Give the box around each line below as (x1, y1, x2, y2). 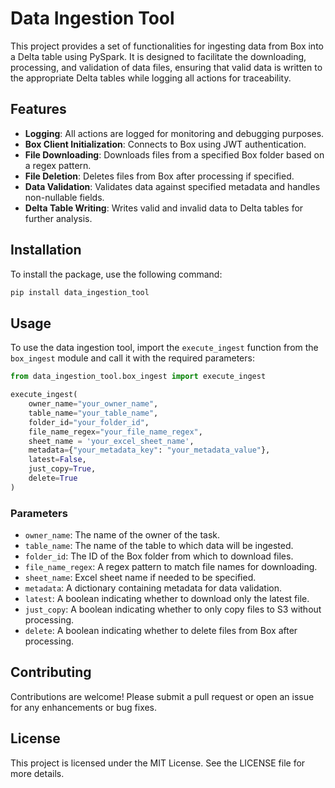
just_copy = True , (28, 464, 97, 474)
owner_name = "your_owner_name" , (28, 399, 159, 409)
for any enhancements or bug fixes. (10, 701, 158, 713)
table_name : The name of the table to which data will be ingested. (24, 540, 294, 552)
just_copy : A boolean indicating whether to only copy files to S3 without (24, 603, 322, 616)
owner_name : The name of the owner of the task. (24, 529, 221, 541)
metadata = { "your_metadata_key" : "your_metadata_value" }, (28, 445, 271, 456)
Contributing (10, 664, 92, 681)
